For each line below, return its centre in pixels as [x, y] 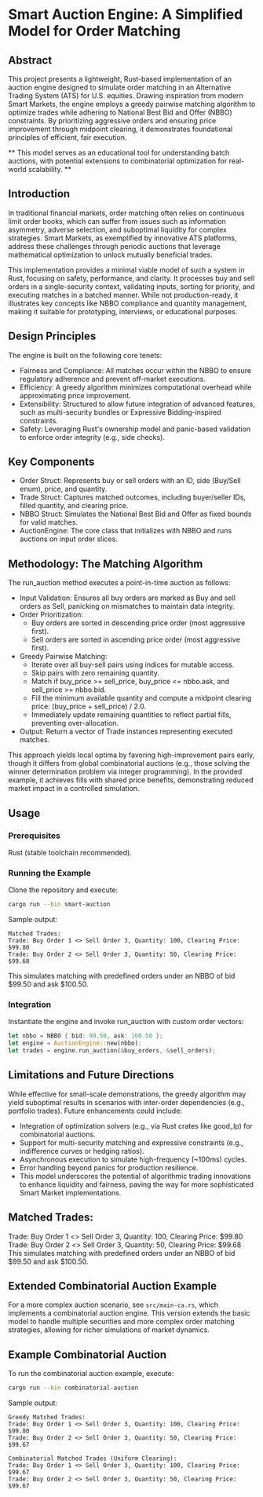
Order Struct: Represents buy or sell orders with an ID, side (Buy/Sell [130, 481]
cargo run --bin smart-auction [59, 905]
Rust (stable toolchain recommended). [70, 852]
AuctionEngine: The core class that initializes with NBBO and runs [126, 531]
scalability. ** [50, 169]
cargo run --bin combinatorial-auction [73, 1388]
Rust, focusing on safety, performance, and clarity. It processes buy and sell [131, 278]
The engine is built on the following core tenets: [85, 355]
